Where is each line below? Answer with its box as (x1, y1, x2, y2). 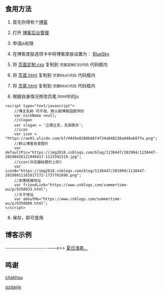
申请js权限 (12, 40, 34, 46)
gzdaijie (5, 284, 21, 290)
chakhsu (5, 274, 23, 280)
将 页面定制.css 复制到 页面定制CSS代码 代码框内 (12, 61, 108, 67)
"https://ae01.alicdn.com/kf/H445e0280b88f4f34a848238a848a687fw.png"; (5, 135, 157, 141)
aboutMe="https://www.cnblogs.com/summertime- (23, 196, 122, 201)
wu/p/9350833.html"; (5, 186, 48, 191)
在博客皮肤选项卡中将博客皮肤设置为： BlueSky (12, 50, 110, 56)
